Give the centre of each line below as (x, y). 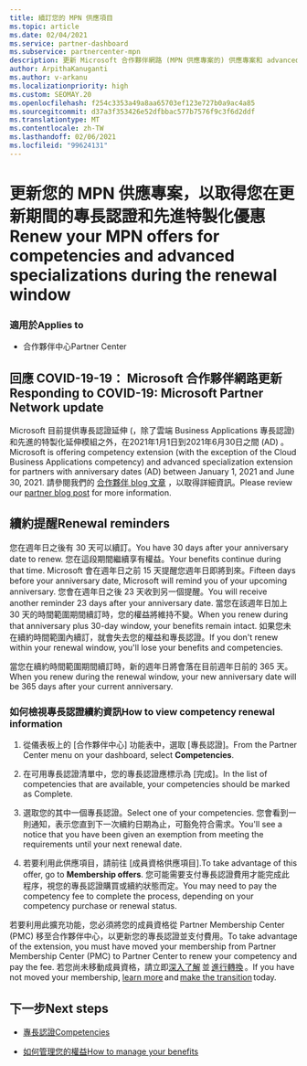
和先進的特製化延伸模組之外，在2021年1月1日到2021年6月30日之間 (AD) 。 (149, 442)
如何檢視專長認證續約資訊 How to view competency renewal (143, 711)
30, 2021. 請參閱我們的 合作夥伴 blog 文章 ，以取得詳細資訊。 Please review (151, 483)
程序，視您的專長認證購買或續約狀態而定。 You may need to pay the (149, 886)
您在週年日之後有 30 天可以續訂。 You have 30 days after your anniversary (149, 547)
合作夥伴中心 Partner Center (74, 346)
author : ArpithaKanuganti (58, 69)
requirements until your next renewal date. (102, 844)
